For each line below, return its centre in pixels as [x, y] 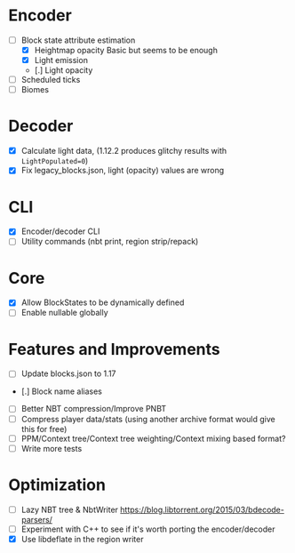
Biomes [35, 90]
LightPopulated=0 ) [55, 161]
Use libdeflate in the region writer [82, 539]
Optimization [57, 485]
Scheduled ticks [51, 80]
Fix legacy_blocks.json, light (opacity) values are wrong [123, 171]
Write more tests [52, 448]
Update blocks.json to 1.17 [68, 373]
